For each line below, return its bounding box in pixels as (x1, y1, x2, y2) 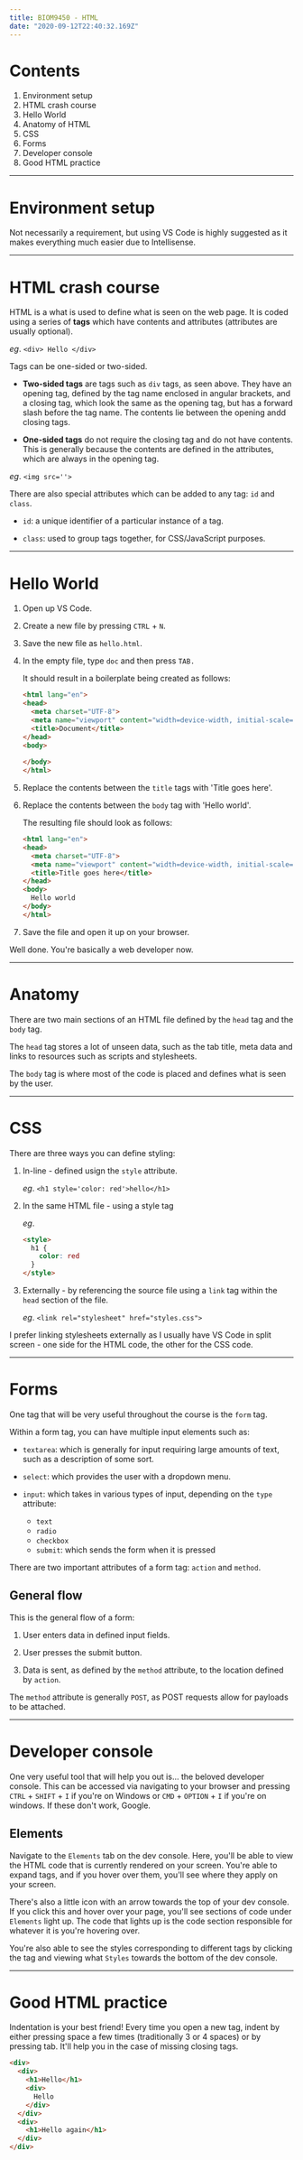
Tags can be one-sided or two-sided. (9, 361, 148, 372)
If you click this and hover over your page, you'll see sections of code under (9, 1905, 292, 1916)
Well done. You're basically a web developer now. (9, 944, 194, 955)
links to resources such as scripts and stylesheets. (9, 1051, 197, 1061)
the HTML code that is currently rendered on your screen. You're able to (9, 1859, 278, 1870)
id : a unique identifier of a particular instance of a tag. (22, 515, 224, 526)
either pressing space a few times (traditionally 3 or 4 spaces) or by (9, 2032, 262, 2043)
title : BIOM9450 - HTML (9, 13, 99, 23)
